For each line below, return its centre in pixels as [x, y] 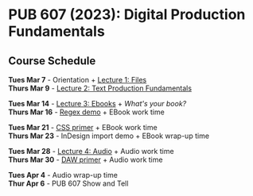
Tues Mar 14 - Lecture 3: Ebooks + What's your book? [97, 104]
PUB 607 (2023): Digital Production [127, 15]
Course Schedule [52, 61]
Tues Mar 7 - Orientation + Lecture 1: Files [78, 80]
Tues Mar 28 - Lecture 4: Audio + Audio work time [91, 151]
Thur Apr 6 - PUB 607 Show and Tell [68, 183]
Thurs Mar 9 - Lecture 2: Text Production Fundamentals [100, 88]
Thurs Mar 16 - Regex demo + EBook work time [86, 112]
